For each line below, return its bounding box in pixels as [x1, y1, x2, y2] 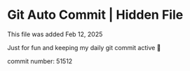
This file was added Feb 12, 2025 [7, 30, 103, 38]
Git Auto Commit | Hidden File [7, 7, 184, 23]
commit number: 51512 [7, 56, 73, 65]
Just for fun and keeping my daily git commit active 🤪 [7, 43, 161, 52]
